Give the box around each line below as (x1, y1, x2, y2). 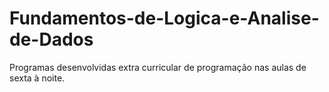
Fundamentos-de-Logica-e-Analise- (9, 7, 320, 30)
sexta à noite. (9, 72, 66, 84)
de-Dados (9, 28, 94, 51)
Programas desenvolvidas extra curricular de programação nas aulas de (9, 61, 307, 73)
